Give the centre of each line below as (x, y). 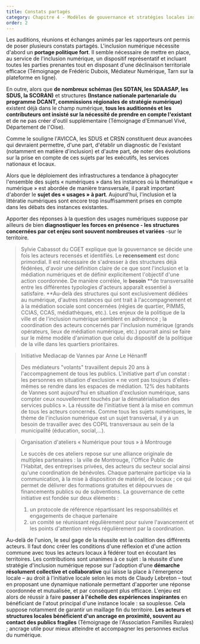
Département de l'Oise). (36, 127)
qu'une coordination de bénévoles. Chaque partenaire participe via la (106, 473)
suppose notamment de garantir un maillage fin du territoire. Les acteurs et (99, 610)
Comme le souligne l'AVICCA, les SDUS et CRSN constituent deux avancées (99, 139)
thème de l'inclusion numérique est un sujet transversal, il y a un (100, 418)
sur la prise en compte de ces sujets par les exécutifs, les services (88, 158)
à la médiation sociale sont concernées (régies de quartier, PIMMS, (103, 306)
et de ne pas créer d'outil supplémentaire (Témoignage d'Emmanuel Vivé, (96, 121)
